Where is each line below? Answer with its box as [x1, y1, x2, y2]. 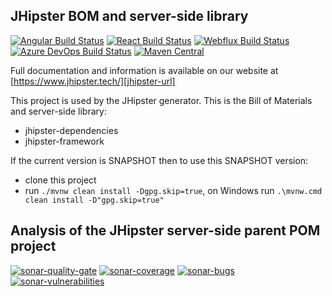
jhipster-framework [24, 135, 105, 147]
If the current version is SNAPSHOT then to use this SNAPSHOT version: [10, 154, 309, 166]
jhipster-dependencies [24, 124, 119, 136]
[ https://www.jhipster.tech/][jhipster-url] [10, 75, 176, 87]
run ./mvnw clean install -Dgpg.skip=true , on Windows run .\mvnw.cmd [24, 184, 323, 196]
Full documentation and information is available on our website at [10, 64, 279, 76]
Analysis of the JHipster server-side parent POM [10, 222, 321, 239]
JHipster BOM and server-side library [10, 8, 249, 25]
